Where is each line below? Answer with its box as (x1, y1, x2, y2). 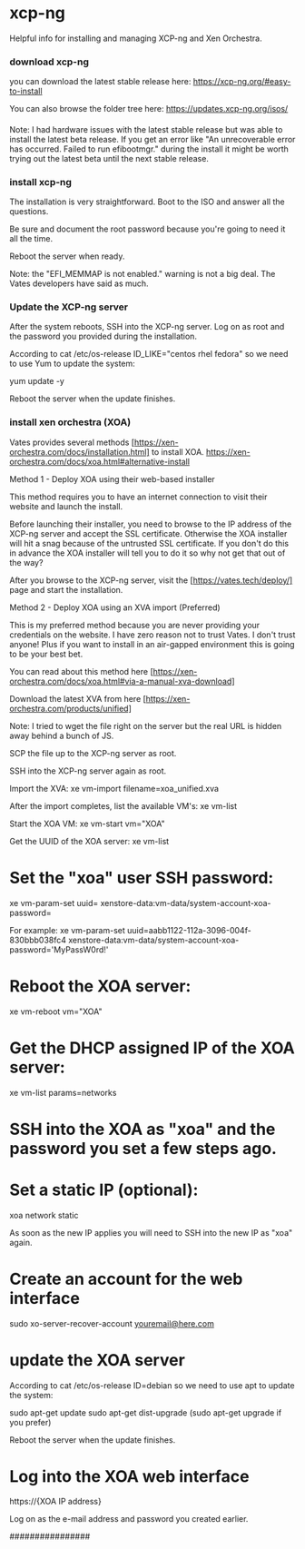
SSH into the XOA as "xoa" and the (9, 1119, 276, 1140)
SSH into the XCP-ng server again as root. (9, 765, 167, 776)
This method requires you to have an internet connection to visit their (9, 491, 268, 502)
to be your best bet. (9, 648, 84, 659)
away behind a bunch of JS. (9, 730, 114, 741)
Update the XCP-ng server (9, 301, 129, 313)
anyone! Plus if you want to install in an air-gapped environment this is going (9, 638, 295, 649)
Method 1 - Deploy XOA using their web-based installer (9, 473, 215, 484)
